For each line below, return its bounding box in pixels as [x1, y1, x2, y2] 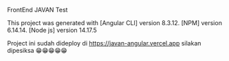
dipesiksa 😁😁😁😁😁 [7, 47, 67, 54]
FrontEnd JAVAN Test [7, 6, 68, 14]
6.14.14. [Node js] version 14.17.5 [7, 26, 98, 34]
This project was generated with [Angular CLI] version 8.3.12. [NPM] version [7, 19, 222, 26]
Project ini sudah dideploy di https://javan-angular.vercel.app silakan [7, 39, 201, 47]
